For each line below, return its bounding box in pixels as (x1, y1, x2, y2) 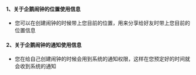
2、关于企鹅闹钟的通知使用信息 (6, 41, 82, 48)
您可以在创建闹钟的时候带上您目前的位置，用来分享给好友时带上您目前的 (14, 19, 190, 26)
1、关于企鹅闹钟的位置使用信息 (6, 5, 81, 12)
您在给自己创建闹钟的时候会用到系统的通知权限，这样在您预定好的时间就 (14, 56, 190, 63)
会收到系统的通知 (14, 63, 57, 70)
